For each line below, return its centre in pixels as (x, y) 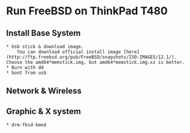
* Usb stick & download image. (45, 47)
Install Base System (43, 33)
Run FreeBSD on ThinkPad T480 (87, 11)
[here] (131, 52)
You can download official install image (69, 52)
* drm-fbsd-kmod (26, 125)
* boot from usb (26, 73)
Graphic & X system (44, 111)
